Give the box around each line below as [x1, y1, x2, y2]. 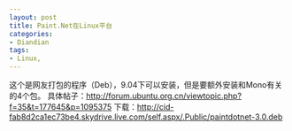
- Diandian [9, 37, 50, 47]
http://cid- [136, 102, 174, 112]
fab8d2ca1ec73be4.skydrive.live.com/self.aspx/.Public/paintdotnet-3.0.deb [9, 112, 283, 122]
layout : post [9, 12, 58, 22]
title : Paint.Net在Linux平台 [9, 21, 113, 30]
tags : [9, 46, 29, 55]
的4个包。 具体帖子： [9, 90, 87, 101]
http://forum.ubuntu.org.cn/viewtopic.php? [85, 90, 242, 101]
